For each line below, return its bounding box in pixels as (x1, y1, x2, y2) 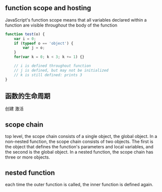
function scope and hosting (5, 4, 91, 12)
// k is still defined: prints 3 (14, 72, 82, 78)
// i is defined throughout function (14, 63, 91, 68)
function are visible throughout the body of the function (5, 22, 118, 28)
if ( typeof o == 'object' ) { (14, 41, 74, 46)
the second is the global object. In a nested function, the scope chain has (5, 149, 154, 155)
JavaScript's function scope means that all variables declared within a (5, 17, 147, 23)
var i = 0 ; (14, 36, 36, 41)
